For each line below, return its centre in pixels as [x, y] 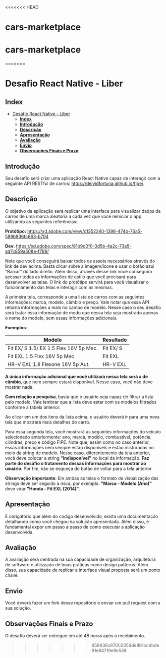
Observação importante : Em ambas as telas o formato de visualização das [82, 478]
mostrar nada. [19, 387]
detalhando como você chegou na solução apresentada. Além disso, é [77, 521]
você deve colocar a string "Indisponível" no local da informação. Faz [77, 458]
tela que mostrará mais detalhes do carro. [48, 422]
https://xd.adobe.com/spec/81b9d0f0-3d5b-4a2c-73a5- [74, 246]
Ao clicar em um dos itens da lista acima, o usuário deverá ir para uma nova [83, 417]
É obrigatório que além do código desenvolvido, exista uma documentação [82, 516]
